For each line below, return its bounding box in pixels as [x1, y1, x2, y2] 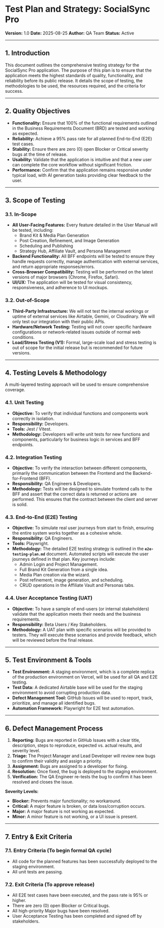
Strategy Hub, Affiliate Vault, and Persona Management [19, 248, 131, 254]
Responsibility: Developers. [12, 421, 69, 427]
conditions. [12, 334, 35, 340]
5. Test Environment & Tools [5, 655, 92, 664]
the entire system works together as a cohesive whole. [12, 530, 123, 536]
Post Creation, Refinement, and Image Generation [19, 238, 120, 244]
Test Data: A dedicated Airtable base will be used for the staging [12, 684, 143, 690]
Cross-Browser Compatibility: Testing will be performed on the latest [12, 269, 153, 275]
